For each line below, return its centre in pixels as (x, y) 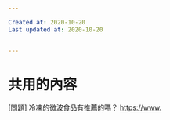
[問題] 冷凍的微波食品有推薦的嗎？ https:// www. (85, 107)
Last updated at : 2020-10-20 (56, 29)
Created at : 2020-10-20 (47, 22)
